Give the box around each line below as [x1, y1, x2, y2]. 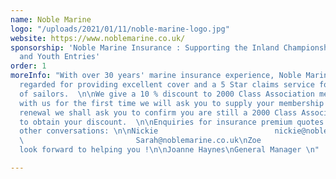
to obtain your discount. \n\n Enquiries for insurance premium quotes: [19, 117, 329, 127]
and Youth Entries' [19, 52, 101, 62]
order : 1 [10, 61, 47, 71]
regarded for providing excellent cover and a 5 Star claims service [19, 80, 315, 90]
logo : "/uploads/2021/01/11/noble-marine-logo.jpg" [10, 24, 230, 34]
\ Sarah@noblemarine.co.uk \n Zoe [19, 136, 262, 146]
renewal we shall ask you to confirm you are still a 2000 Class [19, 107, 298, 118]
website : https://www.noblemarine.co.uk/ [10, 33, 186, 43]
